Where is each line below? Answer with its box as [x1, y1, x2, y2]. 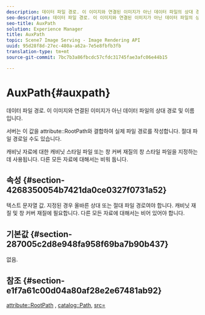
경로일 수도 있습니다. [12, 135, 62, 142]
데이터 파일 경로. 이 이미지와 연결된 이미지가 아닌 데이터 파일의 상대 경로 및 [6, 107, 184, 114]
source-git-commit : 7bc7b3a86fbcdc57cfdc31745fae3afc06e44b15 [6, 54, 168, 60]
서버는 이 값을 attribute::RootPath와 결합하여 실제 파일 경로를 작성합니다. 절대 [6, 127, 192, 135]
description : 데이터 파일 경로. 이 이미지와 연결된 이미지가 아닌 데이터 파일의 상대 [6, 9, 193, 15]
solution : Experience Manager [6, 26, 84, 32]
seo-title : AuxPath [6, 20, 56, 26]
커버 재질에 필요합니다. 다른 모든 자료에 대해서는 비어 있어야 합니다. [25, 210, 185, 217]
